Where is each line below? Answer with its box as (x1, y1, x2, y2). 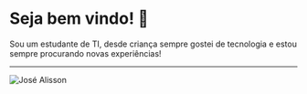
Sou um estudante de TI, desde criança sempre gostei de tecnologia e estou (9, 38, 297, 49)
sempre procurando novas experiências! (9, 47, 162, 58)
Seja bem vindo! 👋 (9, 8, 149, 29)
